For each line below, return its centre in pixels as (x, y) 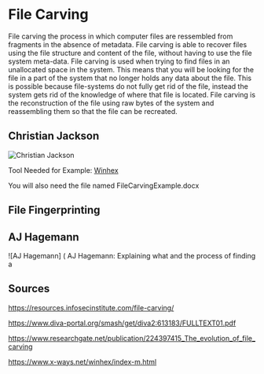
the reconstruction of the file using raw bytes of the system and (111, 103)
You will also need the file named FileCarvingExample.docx (104, 185)
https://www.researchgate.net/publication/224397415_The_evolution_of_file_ (132, 338)
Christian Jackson (54, 136)
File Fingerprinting (54, 210)
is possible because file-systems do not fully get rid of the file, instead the (128, 86)
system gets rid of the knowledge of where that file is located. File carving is (132, 94)
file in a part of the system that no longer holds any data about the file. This (130, 78)
